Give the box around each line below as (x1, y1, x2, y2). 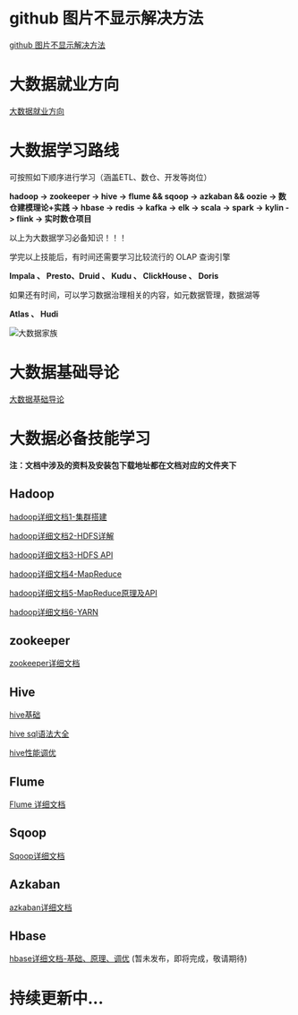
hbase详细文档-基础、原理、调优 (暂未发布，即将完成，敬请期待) (9, 953, 248, 964)
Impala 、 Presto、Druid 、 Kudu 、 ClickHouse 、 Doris (9, 270, 219, 281)
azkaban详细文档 (9, 902, 72, 913)
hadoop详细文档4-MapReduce (9, 568, 123, 579)
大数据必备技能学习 (9, 428, 151, 448)
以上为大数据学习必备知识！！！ (9, 232, 127, 243)
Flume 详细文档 (9, 799, 66, 810)
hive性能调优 (9, 748, 56, 759)
